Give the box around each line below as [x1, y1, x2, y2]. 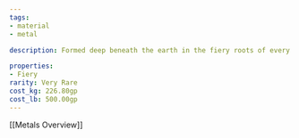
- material [9, 21, 50, 30]
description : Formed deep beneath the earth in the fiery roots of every [9, 45, 291, 54]
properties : [9, 61, 54, 71]
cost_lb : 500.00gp [9, 94, 78, 103]
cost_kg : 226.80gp [9, 86, 78, 95]
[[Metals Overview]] [9, 119, 83, 130]
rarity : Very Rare [9, 78, 78, 87]
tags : [9, 12, 30, 22]
